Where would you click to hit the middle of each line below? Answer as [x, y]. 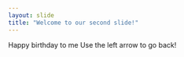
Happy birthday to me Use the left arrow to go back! [92, 45]
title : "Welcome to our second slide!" [74, 23]
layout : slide [31, 15]
